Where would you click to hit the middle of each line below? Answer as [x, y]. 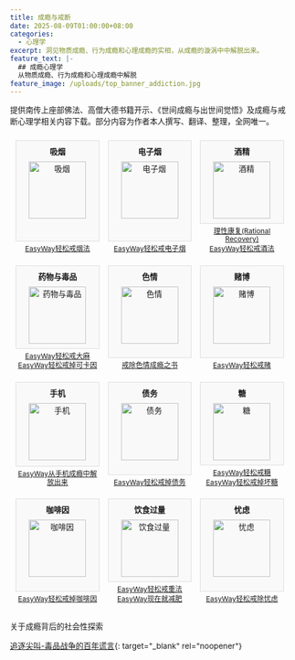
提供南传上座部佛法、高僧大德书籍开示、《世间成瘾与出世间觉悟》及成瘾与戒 [147, 110]
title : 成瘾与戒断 [40, 18]
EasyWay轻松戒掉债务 [150, 482]
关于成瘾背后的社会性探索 [57, 627]
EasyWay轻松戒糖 [242, 473]
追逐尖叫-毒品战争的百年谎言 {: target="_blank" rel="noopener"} [126, 646]
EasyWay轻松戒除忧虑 [242, 599]
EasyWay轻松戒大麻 [58, 356]
